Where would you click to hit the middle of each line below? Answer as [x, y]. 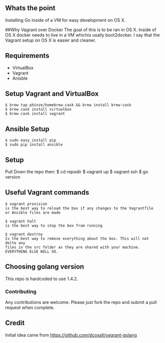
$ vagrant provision [26, 204]
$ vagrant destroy [24, 234]
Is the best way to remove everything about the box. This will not [77, 239]
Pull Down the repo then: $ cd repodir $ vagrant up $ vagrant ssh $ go [77, 172]
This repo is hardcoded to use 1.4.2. [41, 279]
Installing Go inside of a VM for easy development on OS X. [65, 20]
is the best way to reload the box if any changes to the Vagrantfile [79, 208]
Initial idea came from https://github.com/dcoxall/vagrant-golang [71, 335]
